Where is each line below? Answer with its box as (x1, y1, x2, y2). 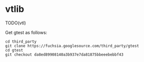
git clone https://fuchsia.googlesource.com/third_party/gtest (5, 43, 140, 48)
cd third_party (5, 39, 37, 44)
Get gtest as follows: (5, 29, 47, 35)
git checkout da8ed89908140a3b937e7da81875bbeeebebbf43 (5, 52, 124, 57)
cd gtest (5, 48, 23, 53)
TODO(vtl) (5, 20, 26, 26)
